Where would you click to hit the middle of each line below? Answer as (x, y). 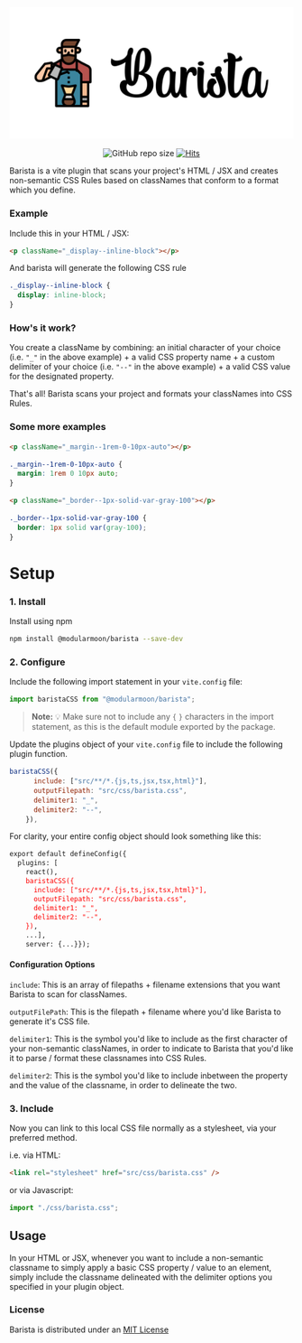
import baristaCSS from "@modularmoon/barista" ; (102, 699)
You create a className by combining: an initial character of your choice (145, 348)
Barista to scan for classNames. (69, 994)
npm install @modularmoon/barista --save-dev (96, 639)
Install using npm (41, 621)
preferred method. (44, 1137)
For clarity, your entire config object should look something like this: (135, 836)
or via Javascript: (41, 1189)
